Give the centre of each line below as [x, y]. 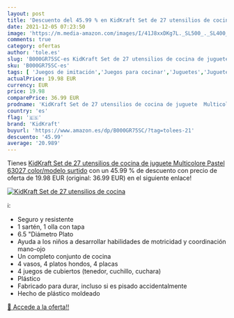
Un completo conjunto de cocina [64, 257]
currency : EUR [28, 85]
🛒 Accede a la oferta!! [38, 307]
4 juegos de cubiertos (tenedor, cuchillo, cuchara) [89, 271]
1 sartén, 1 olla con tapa [51, 227]
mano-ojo [31, 249]
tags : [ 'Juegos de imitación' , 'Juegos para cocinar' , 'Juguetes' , [106, 72]
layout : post [26, 14]
